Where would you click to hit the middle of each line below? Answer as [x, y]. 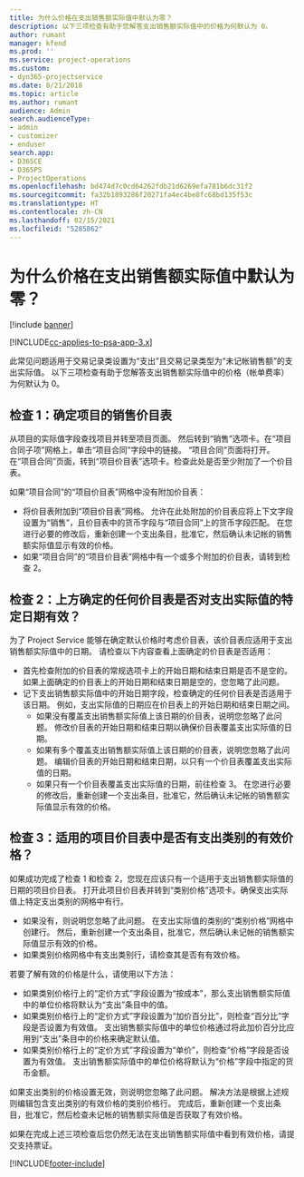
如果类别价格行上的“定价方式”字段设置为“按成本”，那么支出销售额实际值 [157, 993]
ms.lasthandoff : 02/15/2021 [62, 220]
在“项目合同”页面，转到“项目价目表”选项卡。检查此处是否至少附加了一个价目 [151, 461]
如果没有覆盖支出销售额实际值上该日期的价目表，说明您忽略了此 [155, 716]
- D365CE [26, 161]
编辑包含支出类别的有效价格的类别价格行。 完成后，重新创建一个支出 [145, 1103]
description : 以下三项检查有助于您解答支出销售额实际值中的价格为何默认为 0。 [141, 26]
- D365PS [26, 170]
